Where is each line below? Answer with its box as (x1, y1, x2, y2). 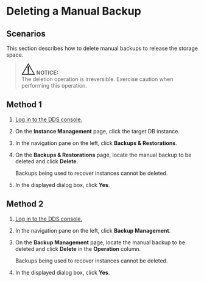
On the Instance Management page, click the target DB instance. (15, 127, 180, 135)
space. (6, 51, 24, 58)
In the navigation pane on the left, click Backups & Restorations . (15, 139, 178, 147)
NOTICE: (36, 69, 59, 76)
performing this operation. (21, 82, 87, 89)
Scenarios (6, 29, 46, 39)
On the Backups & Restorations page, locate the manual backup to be (15, 151, 192, 158)
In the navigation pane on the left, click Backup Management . (15, 227, 171, 234)
